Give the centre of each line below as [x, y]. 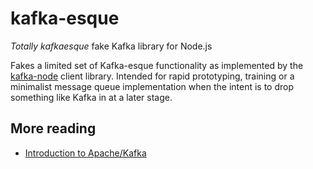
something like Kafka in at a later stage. [91, 97]
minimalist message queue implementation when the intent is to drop [152, 86]
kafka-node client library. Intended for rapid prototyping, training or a [152, 76]
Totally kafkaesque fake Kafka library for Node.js [111, 46]
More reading [53, 128]
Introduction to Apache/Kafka [85, 153]
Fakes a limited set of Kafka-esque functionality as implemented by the [157, 65]
